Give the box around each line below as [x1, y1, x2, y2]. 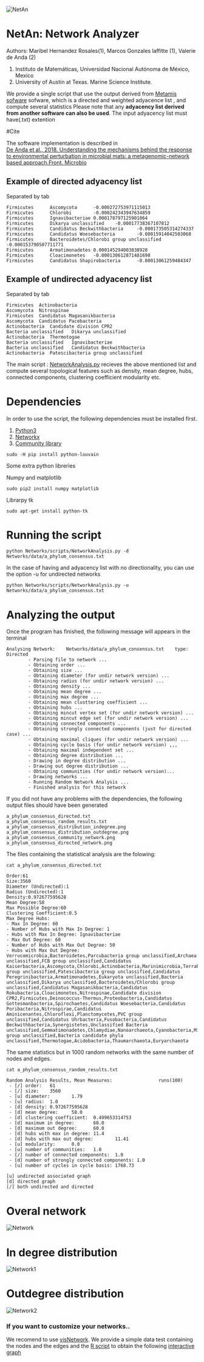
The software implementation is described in [6, 139, 118, 147]
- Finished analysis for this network [28, 784, 126, 790]
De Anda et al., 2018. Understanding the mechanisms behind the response [6, 146, 192, 153]
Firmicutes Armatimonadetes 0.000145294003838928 [6, 247, 148, 253]
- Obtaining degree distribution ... [28, 753, 123, 759]
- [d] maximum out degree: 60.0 [8, 1125, 104, 1132]
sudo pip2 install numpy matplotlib [6, 485, 99, 492]
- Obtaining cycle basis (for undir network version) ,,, [28, 742, 178, 748]
